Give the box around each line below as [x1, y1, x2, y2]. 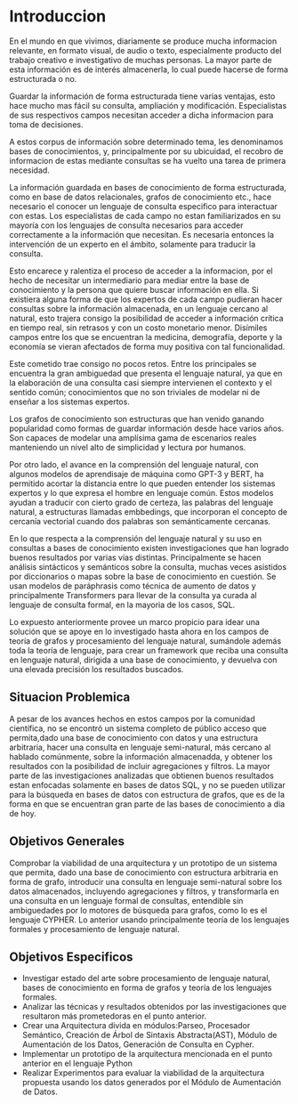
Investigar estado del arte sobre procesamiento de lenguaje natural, [21, 973, 271, 984]
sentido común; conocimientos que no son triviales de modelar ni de [9, 386, 261, 397]
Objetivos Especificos [9, 949, 133, 964]
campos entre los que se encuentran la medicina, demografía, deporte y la [9, 331, 283, 342]
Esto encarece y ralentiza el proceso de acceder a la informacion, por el [9, 265, 273, 276]
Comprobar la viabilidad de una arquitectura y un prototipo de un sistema [9, 857, 278, 868]
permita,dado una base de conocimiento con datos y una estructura [9, 732, 259, 743]
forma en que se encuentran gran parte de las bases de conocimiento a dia [9, 799, 286, 809]
